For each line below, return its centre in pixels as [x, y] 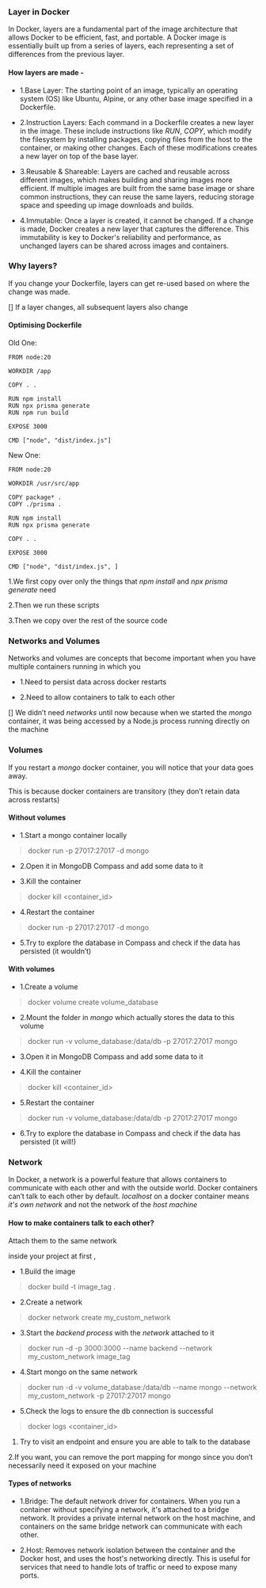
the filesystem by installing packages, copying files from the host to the [136, 139]
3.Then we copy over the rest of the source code [88, 621]
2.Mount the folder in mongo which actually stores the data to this [127, 1017]
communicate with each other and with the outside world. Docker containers [133, 1188]
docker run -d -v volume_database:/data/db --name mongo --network [142, 1387]
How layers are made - [46, 72]
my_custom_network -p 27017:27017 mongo [99, 1396]
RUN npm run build [38, 413]
